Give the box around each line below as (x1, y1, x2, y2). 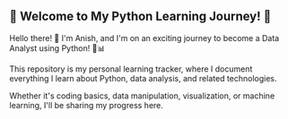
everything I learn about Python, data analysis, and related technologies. (9, 72, 277, 83)
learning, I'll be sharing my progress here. (9, 99, 164, 110)
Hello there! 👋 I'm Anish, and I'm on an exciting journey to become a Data (9, 32, 280, 43)
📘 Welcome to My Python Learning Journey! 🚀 (9, 9, 272, 24)
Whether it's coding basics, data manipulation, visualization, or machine (9, 90, 275, 101)
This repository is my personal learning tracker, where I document (9, 64, 253, 74)
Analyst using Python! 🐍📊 (9, 42, 106, 54)
